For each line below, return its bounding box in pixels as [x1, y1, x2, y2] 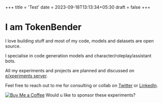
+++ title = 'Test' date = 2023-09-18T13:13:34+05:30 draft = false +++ [5, 4, 151, 10]
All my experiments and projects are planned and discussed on [5, 67, 135, 73]
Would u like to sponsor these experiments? [45, 92, 136, 98]
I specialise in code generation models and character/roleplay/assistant [5, 52, 152, 58]
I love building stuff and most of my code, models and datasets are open [5, 38, 154, 44]
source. [5, 43, 21, 49]
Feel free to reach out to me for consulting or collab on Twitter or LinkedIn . [5, 82, 158, 88]
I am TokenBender [5, 22, 82, 33]
